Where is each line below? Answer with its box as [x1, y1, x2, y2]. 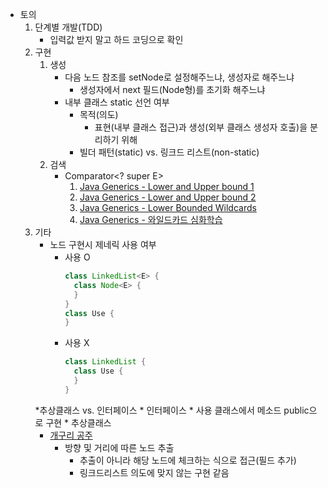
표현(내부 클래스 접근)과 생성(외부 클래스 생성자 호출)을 [94, 121, 308, 133]
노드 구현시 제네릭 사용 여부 [49, 239, 157, 250]
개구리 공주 [49, 429, 93, 441]
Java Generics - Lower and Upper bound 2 [79, 191, 257, 203]
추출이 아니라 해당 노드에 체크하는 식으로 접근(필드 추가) [79, 454, 297, 466]
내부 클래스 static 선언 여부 [64, 96, 170, 108]
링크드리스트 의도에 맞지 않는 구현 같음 [79, 466, 230, 478]
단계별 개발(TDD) [34, 21, 103, 33]
